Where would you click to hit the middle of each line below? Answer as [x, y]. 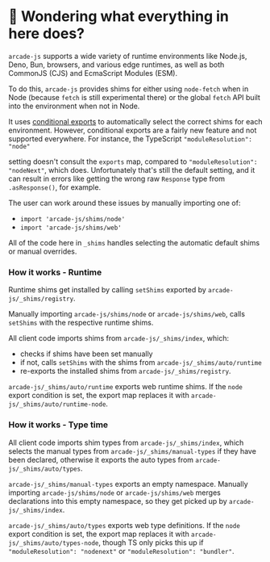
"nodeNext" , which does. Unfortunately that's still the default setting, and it [132, 170]
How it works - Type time [58, 425]
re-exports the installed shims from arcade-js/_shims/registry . [125, 371]
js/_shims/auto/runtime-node [57, 405]
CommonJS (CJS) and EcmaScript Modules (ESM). [93, 73]
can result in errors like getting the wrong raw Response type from [117, 178]
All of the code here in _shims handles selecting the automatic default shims [134, 242]
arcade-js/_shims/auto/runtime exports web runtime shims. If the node [126, 387]
